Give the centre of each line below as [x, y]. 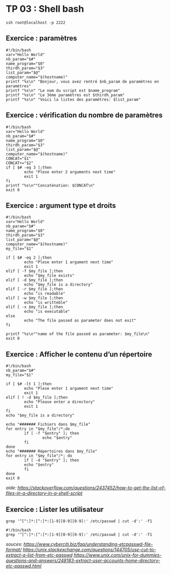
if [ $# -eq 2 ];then [29, 258]
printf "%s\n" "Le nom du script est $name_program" [63, 90]
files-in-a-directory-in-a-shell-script [44, 493]
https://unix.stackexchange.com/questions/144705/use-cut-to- [89, 550]
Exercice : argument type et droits [61, 205]
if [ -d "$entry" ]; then [52, 460]
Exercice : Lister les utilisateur [55, 509]
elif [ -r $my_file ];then [34, 289]
